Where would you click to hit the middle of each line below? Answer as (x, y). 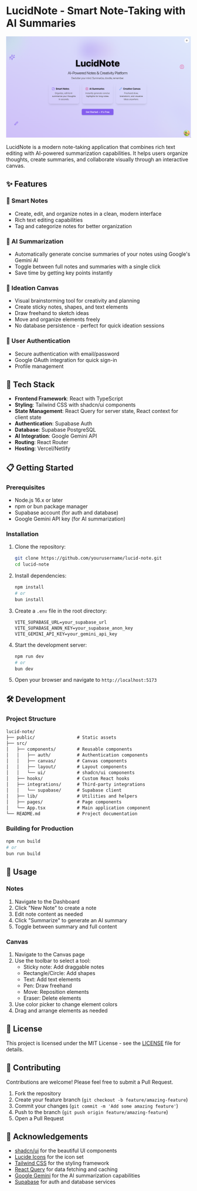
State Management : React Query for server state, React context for (96, 411)
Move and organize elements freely (57, 319)
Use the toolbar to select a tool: (52, 961)
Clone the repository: (40, 547)
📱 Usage (21, 872)
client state (28, 417)
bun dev (24, 669)
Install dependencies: (40, 576)
